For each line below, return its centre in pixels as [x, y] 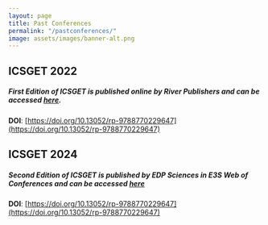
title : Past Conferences [50, 23]
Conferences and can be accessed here [76, 183]
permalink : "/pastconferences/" [62, 31]
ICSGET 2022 [43, 71]
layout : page [30, 16]
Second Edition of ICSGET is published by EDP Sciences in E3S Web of [128, 175]
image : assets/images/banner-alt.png [72, 38]
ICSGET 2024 [43, 154]
